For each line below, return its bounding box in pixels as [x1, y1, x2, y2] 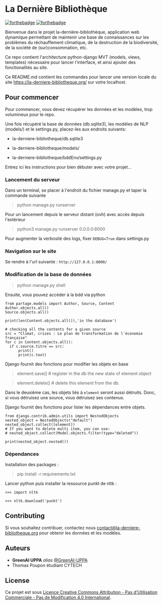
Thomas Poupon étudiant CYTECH [12, 562, 82, 568]
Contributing [5, 512, 45, 520]
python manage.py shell [17, 282, 66, 288]
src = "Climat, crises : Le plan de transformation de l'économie [5, 331, 143, 336]
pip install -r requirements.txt [17, 471, 76, 477]
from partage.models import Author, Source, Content [5, 301, 115, 306]
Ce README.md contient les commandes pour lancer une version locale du [5, 74, 157, 80]
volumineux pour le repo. [5, 111, 55, 117]
